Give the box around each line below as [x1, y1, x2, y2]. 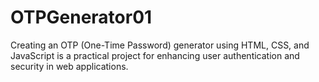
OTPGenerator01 [10, 6, 153, 29]
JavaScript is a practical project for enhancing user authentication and [10, 49, 300, 61]
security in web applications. [10, 60, 129, 72]
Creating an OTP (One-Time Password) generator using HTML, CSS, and [10, 39, 310, 51]
